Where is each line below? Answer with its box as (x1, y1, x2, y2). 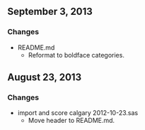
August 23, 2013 (7, 71, 82, 84)
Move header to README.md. (28, 117, 115, 125)
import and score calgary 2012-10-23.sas (17, 109, 139, 117)
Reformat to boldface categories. (28, 50, 125, 59)
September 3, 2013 (7, 6, 93, 18)
